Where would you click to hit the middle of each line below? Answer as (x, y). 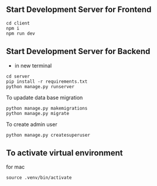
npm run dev (21, 33)
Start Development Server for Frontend (79, 10)
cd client (18, 23)
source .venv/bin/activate (39, 178)
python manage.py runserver (40, 87)
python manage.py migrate (37, 113)
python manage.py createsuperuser (48, 135)
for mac (16, 167)
